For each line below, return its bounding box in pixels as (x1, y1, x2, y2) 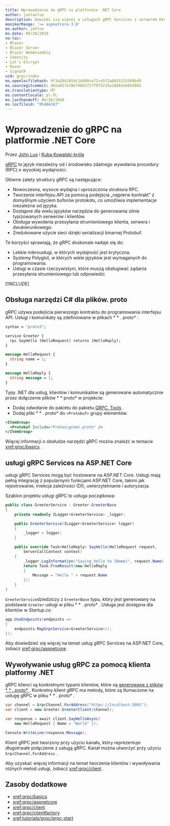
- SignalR (5, 69, 26, 74)
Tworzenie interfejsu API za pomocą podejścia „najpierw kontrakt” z (12, 192, 155, 198)
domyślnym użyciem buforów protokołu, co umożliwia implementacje (12, 197, 157, 203)
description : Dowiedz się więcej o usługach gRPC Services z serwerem (5, 17, 157, 22)
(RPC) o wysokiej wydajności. (5, 167, 67, 173)
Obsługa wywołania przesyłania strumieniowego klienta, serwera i (12, 219, 150, 225)
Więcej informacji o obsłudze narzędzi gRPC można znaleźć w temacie (5, 438, 153, 445)
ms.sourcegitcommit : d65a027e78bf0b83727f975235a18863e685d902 (5, 83, 142, 88)
